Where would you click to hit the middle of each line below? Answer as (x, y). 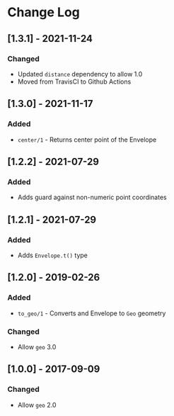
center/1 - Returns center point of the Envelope (87, 140)
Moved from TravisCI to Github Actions (74, 81)
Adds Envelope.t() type (53, 255)
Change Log (43, 12)
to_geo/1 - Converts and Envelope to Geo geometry (92, 313)
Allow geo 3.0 (37, 347)
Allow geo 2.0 (37, 405)
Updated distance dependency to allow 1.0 (80, 74)
